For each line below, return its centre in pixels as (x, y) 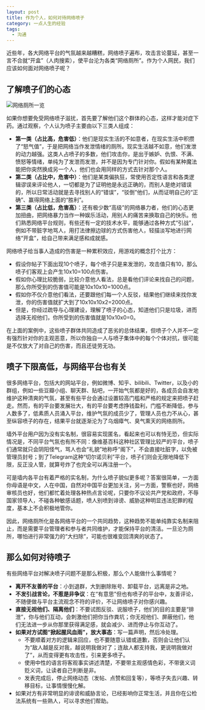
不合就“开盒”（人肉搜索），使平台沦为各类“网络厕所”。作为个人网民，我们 (103, 60)
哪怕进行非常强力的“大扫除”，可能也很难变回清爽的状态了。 (92, 536)
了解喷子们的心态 (38, 89)
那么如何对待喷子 (38, 558)
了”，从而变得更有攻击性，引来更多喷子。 (76, 655)
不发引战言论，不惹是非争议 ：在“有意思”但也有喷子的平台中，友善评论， (106, 594)
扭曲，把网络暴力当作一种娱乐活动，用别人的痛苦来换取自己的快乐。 (106, 215)
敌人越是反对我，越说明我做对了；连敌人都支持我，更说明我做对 (112, 647)
